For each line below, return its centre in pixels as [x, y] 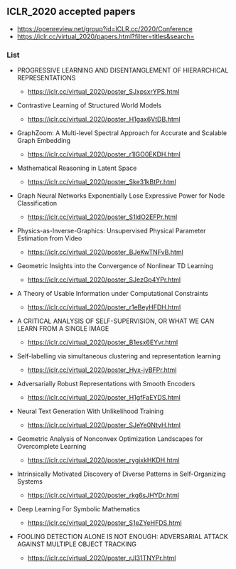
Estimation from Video [49, 238]
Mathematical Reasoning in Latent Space [77, 168]
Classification [37, 203]
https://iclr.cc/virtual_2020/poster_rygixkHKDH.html [103, 460]
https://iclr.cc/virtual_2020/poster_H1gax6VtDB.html [104, 119]
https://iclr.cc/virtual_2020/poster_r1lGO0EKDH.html [104, 154]
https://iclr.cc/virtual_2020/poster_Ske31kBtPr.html [102, 182]
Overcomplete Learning [52, 447]
